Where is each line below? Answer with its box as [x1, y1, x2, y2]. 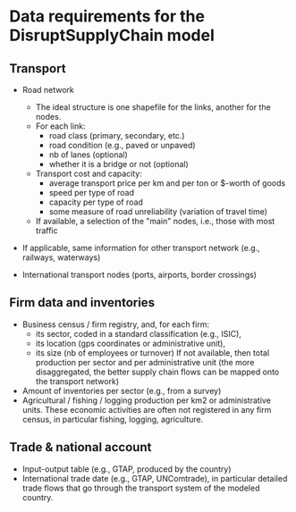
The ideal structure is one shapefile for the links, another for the [35, 102, 271, 113]
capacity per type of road [48, 197, 143, 207]
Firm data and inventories [9, 295, 155, 310]
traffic [35, 225, 58, 236]
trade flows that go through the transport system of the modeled [21, 483, 260, 493]
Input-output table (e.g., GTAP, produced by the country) [21, 463, 232, 474]
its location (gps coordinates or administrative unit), [35, 338, 226, 348]
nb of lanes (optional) [48, 149, 128, 160]
